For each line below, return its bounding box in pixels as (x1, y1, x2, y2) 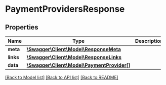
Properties (5, 23, 39, 31)
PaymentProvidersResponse (5, 3, 125, 15)
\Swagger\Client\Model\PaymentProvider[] (26, 62, 130, 68)
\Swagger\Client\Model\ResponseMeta (26, 46, 121, 53)
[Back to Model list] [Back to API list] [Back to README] (5, 75, 119, 80)
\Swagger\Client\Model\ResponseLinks (26, 54, 122, 60)
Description (135, 38, 164, 44)
